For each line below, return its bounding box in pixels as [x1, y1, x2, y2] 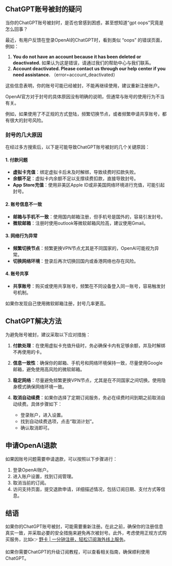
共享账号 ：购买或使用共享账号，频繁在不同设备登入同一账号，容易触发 [12, 283, 161, 289]
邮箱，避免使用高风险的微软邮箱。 [12, 366, 85, 372]
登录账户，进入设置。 [20, 412, 66, 418]
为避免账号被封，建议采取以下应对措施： [5, 331, 91, 338]
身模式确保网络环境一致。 [12, 384, 67, 390]
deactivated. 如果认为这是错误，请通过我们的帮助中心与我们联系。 [12, 60, 154, 66]
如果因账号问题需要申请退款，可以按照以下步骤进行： [5, 455, 118, 462]
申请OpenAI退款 [5, 441, 57, 450]
